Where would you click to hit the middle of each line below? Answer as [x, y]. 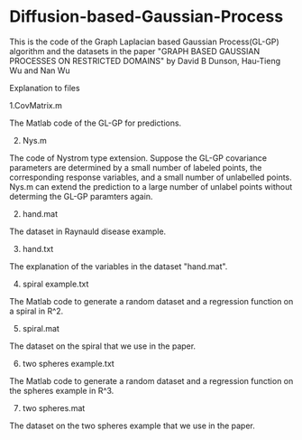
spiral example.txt [55, 284]
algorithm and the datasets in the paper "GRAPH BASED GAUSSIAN [135, 51]
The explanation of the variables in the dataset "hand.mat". [119, 266]
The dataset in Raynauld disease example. [88, 231]
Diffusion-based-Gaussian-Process [146, 17]
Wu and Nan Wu [40, 70]
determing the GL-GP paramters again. [81, 196]
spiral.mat [41, 328]
